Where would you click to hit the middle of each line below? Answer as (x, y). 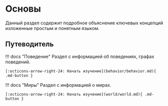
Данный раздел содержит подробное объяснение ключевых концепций (84, 23)
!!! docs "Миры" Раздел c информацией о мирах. (58, 85)
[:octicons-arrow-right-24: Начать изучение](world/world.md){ (74, 94)
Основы (23, 9)
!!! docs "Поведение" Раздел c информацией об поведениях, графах (80, 56)
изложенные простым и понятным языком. (52, 28)
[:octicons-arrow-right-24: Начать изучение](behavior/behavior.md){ (81, 71)
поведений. (18, 62)
